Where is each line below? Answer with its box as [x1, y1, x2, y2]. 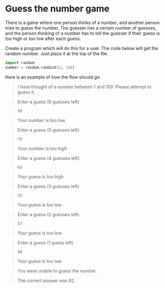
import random [5, 60, 35, 65]
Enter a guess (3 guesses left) [17, 183, 79, 189]
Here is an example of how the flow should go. [5, 74, 101, 80]
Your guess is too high [17, 173, 64, 179]
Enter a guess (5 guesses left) [17, 127, 79, 133]
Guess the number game [5, 3, 110, 15]
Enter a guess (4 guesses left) [17, 155, 80, 161]
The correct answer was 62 [17, 277, 74, 283]
